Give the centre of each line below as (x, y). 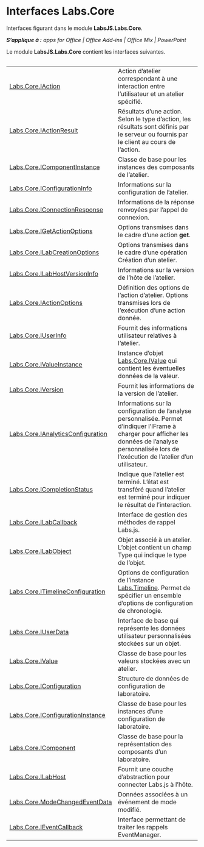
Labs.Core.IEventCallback (46, 827)
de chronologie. (140, 611)
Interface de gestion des (153, 515)
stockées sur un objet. (149, 643)
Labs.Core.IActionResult (44, 130)
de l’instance (136, 581)
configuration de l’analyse (155, 411)
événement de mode (148, 802)
